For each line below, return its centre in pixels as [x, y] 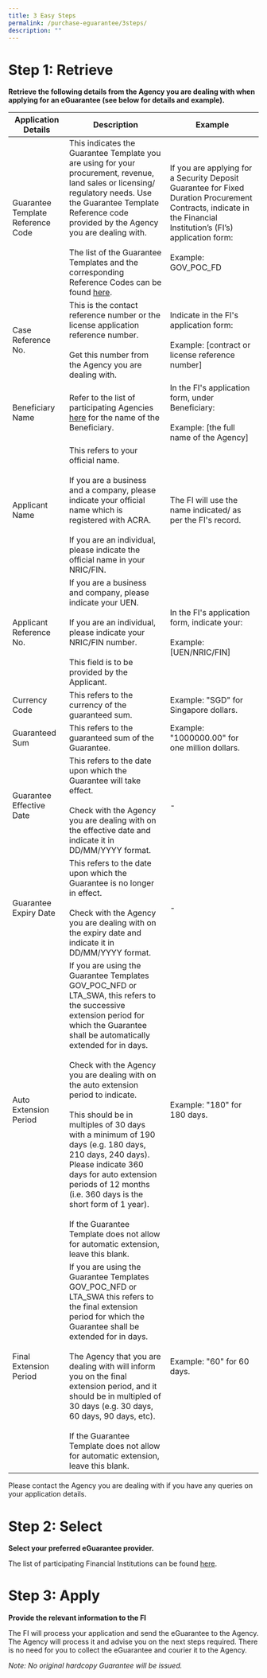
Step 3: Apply [54, 1596]
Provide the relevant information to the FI [77, 1618]
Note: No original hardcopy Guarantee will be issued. [95, 1666]
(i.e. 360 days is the [106, 1194]
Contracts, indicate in [210, 208]
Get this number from [109, 355]
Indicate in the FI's [204, 315]
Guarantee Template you [115, 154]
